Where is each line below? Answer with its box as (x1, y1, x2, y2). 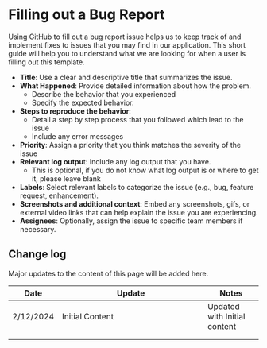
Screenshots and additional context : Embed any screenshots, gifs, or (19, 199, 250, 208)
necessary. (19, 224, 56, 234)
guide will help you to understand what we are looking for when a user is (8, 48, 246, 58)
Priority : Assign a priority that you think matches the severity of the (19, 140, 241, 149)
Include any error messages (31, 131, 124, 141)
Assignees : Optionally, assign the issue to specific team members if (19, 216, 244, 226)
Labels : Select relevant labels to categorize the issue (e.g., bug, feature (19, 182, 254, 191)
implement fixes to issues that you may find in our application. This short (8, 40, 246, 49)
